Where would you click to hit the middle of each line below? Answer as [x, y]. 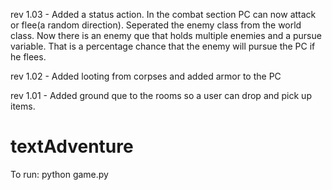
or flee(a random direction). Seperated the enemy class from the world [156, 25]
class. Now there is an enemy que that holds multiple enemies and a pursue [166, 35]
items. [23, 106]
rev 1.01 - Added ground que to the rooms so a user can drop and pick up [161, 95]
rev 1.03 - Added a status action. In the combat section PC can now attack [163, 14]
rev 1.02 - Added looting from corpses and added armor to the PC [146, 76]
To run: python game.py [59, 174]
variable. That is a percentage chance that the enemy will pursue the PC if [163, 46]
